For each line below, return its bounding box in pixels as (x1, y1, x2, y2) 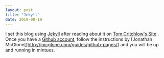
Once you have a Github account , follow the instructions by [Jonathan (5, 36, 152, 42)
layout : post (5, 7, 33, 13)
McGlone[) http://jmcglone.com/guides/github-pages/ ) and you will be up (5, 42, 159, 48)
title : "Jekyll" (5, 12, 40, 17)
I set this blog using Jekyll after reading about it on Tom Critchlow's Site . (5, 31, 159, 37)
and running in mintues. (5, 47, 55, 53)
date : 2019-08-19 (5, 17, 42, 22)
